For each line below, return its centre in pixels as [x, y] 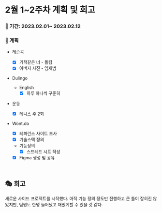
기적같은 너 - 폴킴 [36, 62]
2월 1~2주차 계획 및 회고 [50, 10]
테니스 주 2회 [32, 114]
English [27, 87]
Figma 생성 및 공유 [37, 157]
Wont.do [21, 123]
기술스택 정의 [32, 139]
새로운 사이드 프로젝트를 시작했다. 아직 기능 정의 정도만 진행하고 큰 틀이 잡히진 [79, 198]
